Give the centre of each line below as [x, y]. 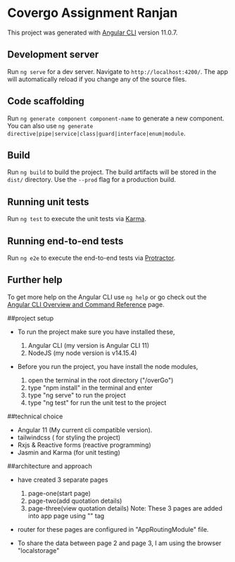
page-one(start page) [59, 493]
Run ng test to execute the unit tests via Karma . [77, 219]
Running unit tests [48, 202]
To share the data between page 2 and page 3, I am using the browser [119, 543]
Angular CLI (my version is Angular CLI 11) [89, 345]
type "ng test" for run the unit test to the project [97, 402]
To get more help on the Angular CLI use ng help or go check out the [107, 296]
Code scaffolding [46, 101]
